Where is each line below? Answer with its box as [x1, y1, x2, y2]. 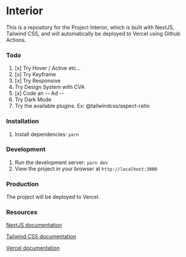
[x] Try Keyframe [14, 71, 56, 78]
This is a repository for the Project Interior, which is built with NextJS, [6, 24, 175, 31]
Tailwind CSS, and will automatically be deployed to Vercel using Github [6, 30, 181, 37]
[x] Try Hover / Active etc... [14, 65, 81, 72]
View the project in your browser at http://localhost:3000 [14, 165, 158, 172]
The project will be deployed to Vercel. [6, 194, 100, 201]
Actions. [6, 36, 27, 43]
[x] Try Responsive [14, 77, 61, 84]
